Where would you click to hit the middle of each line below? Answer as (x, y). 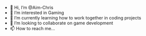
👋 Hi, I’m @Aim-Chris (32, 8)
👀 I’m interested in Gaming (37, 13)
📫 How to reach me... (32, 28)
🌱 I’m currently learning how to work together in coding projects (75, 18)
